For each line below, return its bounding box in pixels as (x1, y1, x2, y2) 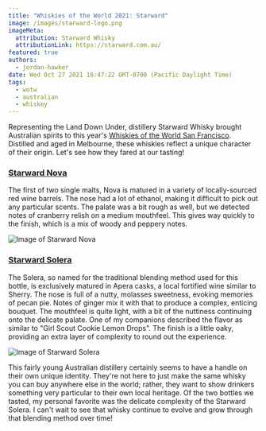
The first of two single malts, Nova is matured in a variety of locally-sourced (8, 185, 256, 195)
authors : (8, 56, 37, 64)
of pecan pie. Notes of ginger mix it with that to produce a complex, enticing (8, 297, 258, 307)
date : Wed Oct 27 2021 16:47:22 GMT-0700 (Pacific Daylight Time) (8, 71, 233, 79)
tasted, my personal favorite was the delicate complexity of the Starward (8, 396, 246, 406)
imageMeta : (8, 26, 44, 34)
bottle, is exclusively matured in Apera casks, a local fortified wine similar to (8, 281, 256, 290)
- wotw (15, 85, 37, 94)
